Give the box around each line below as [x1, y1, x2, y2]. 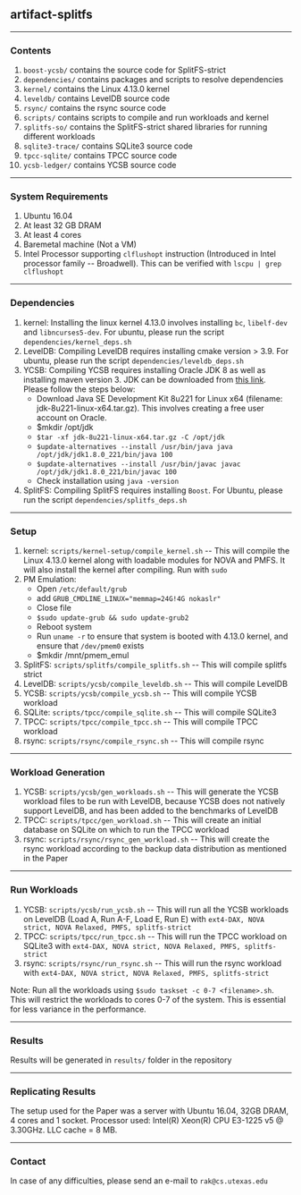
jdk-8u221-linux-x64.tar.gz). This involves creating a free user [36, 403, 264, 413]
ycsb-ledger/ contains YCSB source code [22, 160, 177, 171]
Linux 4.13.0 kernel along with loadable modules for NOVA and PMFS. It [22, 555, 286, 565]
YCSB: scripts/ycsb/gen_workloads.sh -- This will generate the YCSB [22, 786, 280, 797]
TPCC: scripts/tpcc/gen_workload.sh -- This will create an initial [22, 815, 262, 826]
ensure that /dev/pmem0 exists [36, 640, 145, 651]
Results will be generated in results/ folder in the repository [10, 1055, 232, 1065]
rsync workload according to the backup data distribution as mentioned [22, 843, 287, 854]
